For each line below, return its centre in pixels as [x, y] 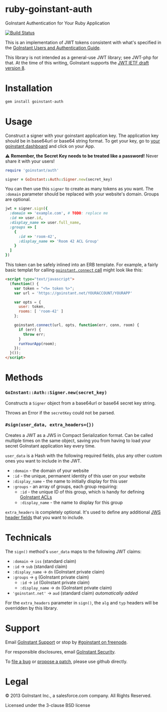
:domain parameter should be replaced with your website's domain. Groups [82, 194]
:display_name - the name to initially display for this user [70, 481]
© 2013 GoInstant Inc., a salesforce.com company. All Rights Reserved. [79, 695]
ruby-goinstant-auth [49, 9]
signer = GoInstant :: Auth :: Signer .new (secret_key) [59, 179]
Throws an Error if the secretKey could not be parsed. [60, 412]
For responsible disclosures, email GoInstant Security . [61, 651]
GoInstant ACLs [36, 497]
